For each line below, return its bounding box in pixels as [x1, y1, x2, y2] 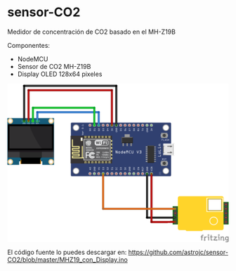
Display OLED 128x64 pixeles [17, 70, 103, 78]
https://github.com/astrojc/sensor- [128, 248, 228, 257]
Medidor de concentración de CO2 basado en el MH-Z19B [7, 27, 176, 36]
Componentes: [7, 41, 51, 49]
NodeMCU [17, 54, 48, 63]
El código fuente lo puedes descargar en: [7, 248, 127, 257]
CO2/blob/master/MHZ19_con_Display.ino [7, 256, 128, 264]
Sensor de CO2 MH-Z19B [17, 62, 91, 70]
